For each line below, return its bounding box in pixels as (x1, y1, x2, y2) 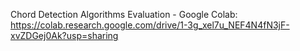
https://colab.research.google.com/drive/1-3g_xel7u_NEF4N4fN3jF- (10, 19, 290, 31)
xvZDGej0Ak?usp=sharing (10, 30, 119, 41)
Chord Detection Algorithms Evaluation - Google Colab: (10, 9, 238, 20)
